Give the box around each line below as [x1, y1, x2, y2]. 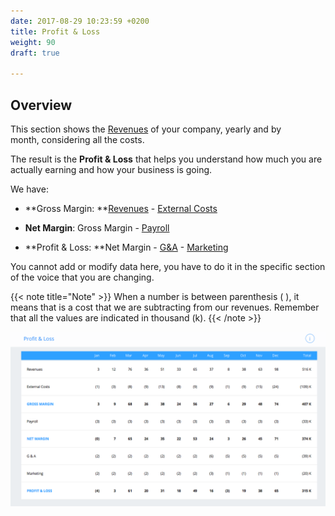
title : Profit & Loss [10, 26, 101, 37]
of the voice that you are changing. [10, 271, 155, 283]
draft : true [10, 48, 60, 58]
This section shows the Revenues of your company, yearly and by [10, 123, 282, 135]
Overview [10, 96, 73, 114]
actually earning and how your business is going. [10, 163, 213, 175]
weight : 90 [10, 37, 56, 47]
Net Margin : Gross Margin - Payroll [24, 221, 170, 234]
